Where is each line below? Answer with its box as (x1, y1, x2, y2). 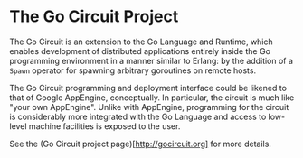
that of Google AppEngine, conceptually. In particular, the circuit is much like (9, 92, 295, 103)
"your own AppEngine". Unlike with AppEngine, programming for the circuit (9, 101, 289, 112)
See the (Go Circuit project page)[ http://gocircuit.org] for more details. (9, 138, 271, 149)
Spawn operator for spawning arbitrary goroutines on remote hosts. (9, 65, 256, 76)
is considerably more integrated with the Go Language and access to (9, 111, 267, 122)
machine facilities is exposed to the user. (28, 120, 181, 132)
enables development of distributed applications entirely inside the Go (9, 45, 271, 56)
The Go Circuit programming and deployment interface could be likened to (9, 82, 288, 93)
